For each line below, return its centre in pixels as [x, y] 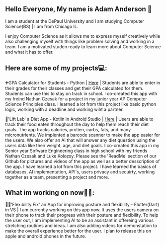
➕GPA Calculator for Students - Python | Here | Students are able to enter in [83, 82]
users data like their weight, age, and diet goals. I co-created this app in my [82, 145]
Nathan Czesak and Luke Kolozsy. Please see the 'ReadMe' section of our [81, 156]
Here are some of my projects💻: [56, 68]
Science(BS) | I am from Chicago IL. [42, 26]
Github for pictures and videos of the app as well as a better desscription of [83, 161]
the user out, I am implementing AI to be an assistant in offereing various [80, 220]
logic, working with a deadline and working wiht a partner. [65, 109]
